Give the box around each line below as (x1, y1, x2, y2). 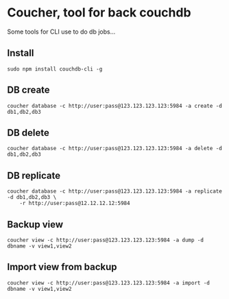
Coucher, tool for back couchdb (7, 5, 191, 21)
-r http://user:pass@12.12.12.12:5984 (19, 200, 130, 207)
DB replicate (7, 169, 60, 181)
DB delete (7, 127, 49, 139)
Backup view (7, 218, 64, 230)
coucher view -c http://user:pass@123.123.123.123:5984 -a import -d (7, 279, 210, 286)
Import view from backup (7, 261, 118, 273)
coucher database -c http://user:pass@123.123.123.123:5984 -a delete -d (7, 145, 223, 152)
